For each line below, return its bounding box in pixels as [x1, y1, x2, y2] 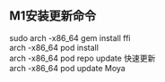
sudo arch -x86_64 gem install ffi [9, 32, 132, 43]
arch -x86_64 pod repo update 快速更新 [9, 53, 156, 63]
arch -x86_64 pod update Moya [9, 62, 126, 73]
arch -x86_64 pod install [9, 42, 99, 53]
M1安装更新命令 [9, 8, 97, 24]
